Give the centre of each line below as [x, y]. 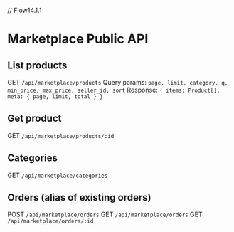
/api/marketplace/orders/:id [50, 221]
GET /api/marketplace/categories [58, 175]
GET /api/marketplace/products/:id [61, 135]
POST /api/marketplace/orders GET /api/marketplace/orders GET [105, 215]
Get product [34, 118]
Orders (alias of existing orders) [79, 197]
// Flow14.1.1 [25, 10]
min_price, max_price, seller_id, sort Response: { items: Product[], [114, 90]
